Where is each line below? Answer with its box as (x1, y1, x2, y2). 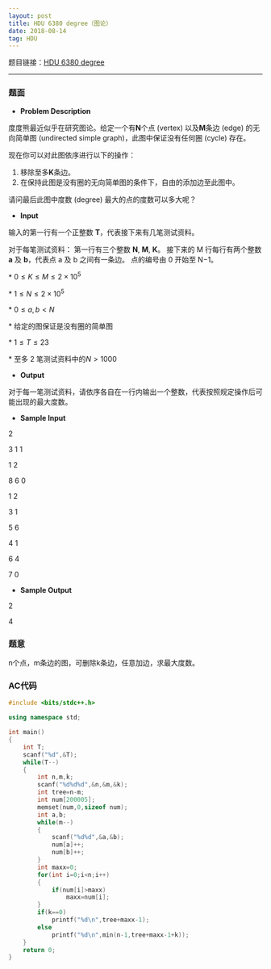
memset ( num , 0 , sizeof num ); (37, 803, 128, 812)
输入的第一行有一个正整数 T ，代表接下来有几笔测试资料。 (8, 227, 199, 237)
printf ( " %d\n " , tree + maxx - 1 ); (51, 916, 150, 925)
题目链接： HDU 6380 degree (8, 57, 105, 67)
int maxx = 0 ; (37, 863, 78, 871)
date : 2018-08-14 (8, 27, 67, 35)
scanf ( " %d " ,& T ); (23, 750, 78, 759)
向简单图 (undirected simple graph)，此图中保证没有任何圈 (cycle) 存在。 (8, 132, 251, 142)
